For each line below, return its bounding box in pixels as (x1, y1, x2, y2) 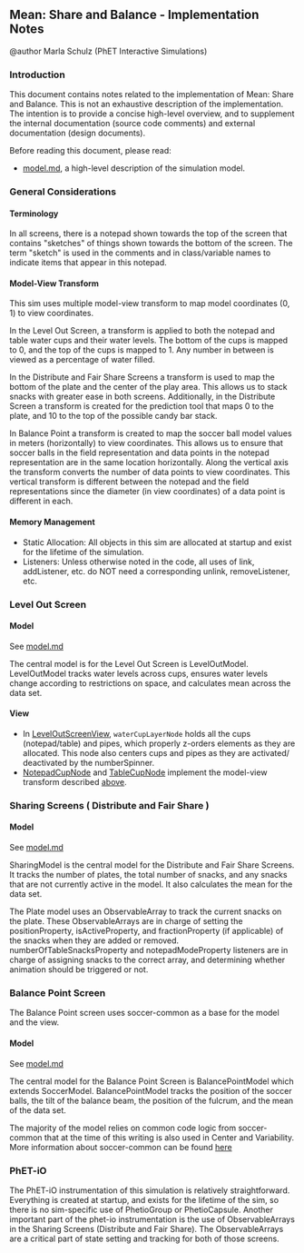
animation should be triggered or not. (9, 964, 149, 975)
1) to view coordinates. (9, 308, 94, 319)
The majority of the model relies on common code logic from (9, 1122, 237, 1133)
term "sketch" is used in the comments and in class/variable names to (9, 247, 271, 258)
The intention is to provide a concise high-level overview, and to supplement (9, 108, 295, 119)
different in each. (9, 495, 74, 507)
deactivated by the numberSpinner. (22, 757, 155, 768)
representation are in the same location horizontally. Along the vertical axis (9, 457, 289, 468)
